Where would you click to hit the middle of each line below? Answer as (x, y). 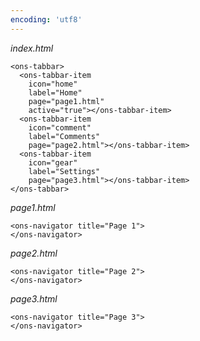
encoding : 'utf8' (46, 19)
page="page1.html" (66, 101)
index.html (32, 48)
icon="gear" (53, 162)
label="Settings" (64, 171)
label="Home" (55, 92)
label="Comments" (64, 136)
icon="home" (53, 84)
